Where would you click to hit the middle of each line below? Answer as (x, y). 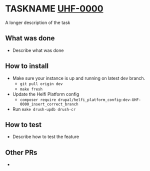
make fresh (31, 89)
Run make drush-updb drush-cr (44, 109)
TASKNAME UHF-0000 (54, 9)
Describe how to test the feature (45, 137)
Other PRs (21, 152)
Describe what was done (38, 50)
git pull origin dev (41, 84)
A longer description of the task (38, 22)
